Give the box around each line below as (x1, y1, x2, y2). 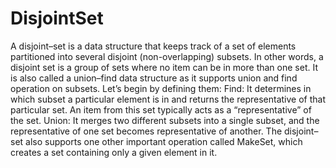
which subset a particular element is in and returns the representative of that (10, 93, 326, 105)
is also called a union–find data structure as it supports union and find (10, 72, 298, 84)
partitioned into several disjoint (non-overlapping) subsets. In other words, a (10, 50, 324, 62)
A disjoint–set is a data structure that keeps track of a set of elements (10, 40, 297, 52)
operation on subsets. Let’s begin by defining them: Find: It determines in (10, 82, 312, 94)
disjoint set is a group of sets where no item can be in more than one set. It (10, 61, 318, 73)
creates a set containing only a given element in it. (10, 146, 218, 158)
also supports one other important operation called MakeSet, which (25, 135, 303, 147)
